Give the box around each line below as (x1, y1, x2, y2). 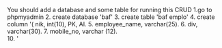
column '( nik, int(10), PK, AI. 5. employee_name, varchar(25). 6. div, (7, 20, 198, 28)
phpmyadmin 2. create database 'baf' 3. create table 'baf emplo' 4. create (7, 13, 215, 21)
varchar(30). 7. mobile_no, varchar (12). (7, 27, 118, 35)
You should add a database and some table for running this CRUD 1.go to (7, 6, 212, 14)
